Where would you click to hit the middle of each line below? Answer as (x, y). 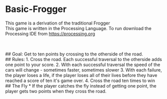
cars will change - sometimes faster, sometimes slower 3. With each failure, (83, 70)
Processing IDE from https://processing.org (50, 33)
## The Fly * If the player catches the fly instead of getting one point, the (81, 85)
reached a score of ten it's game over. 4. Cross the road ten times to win (80, 80)
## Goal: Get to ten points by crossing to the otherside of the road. (74, 54)
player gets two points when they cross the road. (56, 91)
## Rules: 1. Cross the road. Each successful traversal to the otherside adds (84, 59)
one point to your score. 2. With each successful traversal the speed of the (83, 64)
